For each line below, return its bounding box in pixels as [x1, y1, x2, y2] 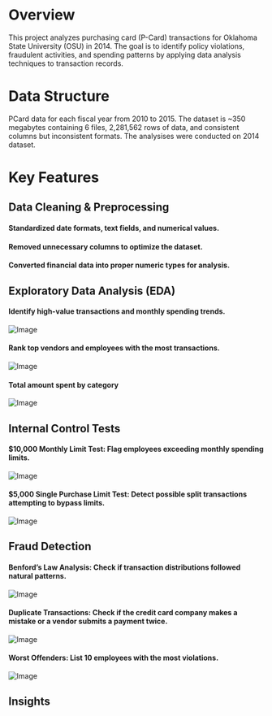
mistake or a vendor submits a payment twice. [8, 616, 168, 627]
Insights [8, 695, 51, 709]
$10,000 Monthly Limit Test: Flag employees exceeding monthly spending [8, 445, 264, 454]
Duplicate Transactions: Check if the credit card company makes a [8, 608, 238, 618]
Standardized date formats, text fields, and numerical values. [8, 223, 220, 233]
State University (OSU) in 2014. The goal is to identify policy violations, [8, 41, 245, 50]
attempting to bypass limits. [8, 498, 106, 508]
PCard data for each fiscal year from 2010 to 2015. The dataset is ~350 [8, 114, 246, 124]
